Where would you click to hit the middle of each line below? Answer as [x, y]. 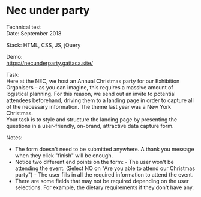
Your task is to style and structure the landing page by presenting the [92, 119]
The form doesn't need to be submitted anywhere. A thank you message [104, 149]
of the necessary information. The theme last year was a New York [89, 106]
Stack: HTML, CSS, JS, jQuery [43, 45]
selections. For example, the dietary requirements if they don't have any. [104, 187]
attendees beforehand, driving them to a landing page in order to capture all [100, 100]
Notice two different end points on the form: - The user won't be [94, 162]
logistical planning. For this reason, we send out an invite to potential [91, 94]
